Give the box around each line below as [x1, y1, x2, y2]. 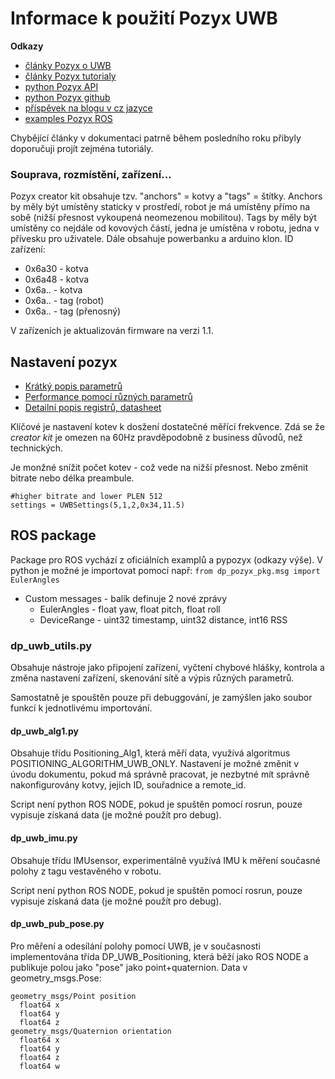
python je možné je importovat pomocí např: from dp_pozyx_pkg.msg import [10, 564, 321, 576]
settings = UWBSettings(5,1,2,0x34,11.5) [10, 500, 186, 511]
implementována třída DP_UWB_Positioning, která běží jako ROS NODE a [10, 950, 309, 962]
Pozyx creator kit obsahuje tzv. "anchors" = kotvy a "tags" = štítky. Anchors [10, 190, 323, 202]
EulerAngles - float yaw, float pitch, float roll [39, 603, 221, 615]
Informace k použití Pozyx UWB [10, 7, 278, 30]
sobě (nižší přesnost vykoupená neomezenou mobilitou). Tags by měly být [10, 212, 317, 224]
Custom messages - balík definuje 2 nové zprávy [24, 592, 228, 604]
